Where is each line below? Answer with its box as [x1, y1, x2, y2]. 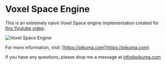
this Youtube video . [5, 25, 45, 31]
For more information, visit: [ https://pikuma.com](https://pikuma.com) [5, 44, 149, 50]
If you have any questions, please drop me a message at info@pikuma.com [5, 54, 161, 60]
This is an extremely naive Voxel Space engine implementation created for [5, 20, 159, 26]
